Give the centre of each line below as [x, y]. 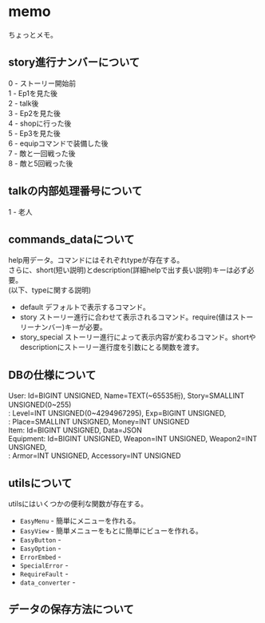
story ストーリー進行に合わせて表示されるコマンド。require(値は [126, 317]
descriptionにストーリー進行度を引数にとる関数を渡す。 [111, 348]
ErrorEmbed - [40, 557]
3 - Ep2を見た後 [35, 113]
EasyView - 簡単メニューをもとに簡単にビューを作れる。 [111, 531]
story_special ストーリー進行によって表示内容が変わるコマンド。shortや [138, 337]
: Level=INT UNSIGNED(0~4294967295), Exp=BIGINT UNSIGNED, [117, 413]
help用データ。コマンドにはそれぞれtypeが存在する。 [95, 260]
